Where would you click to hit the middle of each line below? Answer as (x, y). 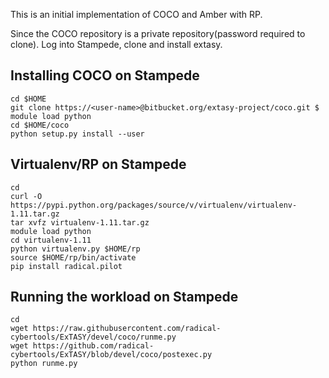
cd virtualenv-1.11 (51, 240)
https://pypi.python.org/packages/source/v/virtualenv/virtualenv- (154, 205)
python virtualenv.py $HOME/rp (75, 249)
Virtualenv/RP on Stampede (98, 164)
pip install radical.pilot (66, 266)
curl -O (26, 196)
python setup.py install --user (77, 134)
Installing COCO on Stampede (105, 75)
